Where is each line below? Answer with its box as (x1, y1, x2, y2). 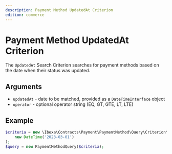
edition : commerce (5, 12, 45, 17)
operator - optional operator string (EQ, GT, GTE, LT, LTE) (12, 101, 134, 107)
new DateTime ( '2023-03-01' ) (14, 134, 74, 140)
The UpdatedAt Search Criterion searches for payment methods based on (5, 62, 160, 68)
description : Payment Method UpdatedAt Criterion (5, 7, 114, 13)
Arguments (5, 82, 42, 91)
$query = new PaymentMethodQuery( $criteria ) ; (5, 144, 104, 149)
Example (5, 116, 34, 125)
